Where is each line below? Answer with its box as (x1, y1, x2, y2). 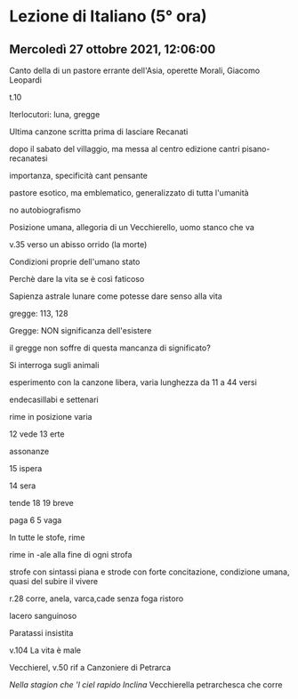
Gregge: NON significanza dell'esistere (9, 325, 152, 335)
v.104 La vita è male (9, 645, 82, 655)
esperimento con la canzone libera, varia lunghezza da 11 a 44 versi (9, 377, 258, 388)
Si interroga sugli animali (9, 360, 100, 370)
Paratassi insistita (9, 628, 74, 638)
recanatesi (9, 153, 48, 164)
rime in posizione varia (9, 412, 93, 422)
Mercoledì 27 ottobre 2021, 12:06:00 (9, 42, 216, 57)
